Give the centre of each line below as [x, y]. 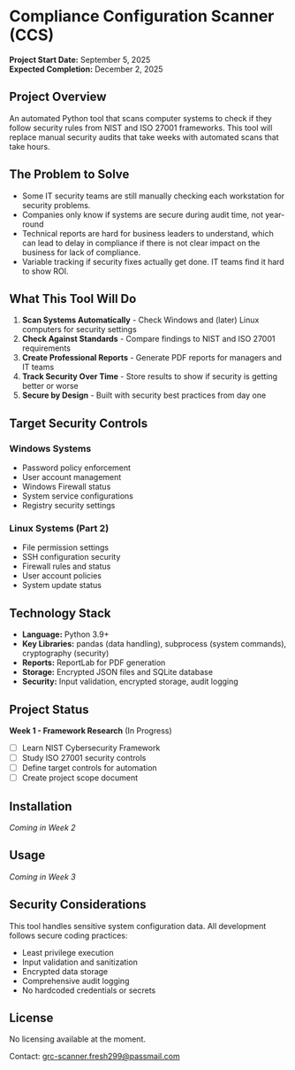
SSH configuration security [71, 557]
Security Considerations [78, 905]
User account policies [61, 576]
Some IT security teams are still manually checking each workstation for [153, 196]
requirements [46, 348]
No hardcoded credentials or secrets [89, 990]
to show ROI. [45, 271]
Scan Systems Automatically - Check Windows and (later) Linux [140, 320]
